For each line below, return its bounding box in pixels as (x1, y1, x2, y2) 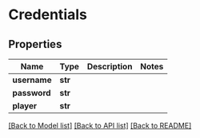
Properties (8, 37, 62, 51)
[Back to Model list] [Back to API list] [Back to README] (8, 121, 192, 130)
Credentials (8, 6, 88, 24)
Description (86, 61, 133, 72)
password (12, 88, 51, 98)
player (12, 101, 38, 111)
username (12, 74, 52, 85)
